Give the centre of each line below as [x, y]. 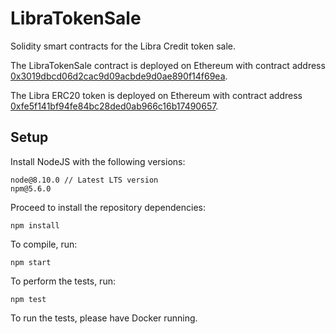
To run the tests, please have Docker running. [104, 318]
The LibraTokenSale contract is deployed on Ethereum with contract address [168, 65]
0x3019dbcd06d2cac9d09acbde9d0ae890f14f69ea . [119, 76]
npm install [35, 225]
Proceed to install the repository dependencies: [108, 207]
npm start [31, 262]
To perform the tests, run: [63, 281]
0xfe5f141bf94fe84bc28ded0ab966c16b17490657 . [114, 106]
